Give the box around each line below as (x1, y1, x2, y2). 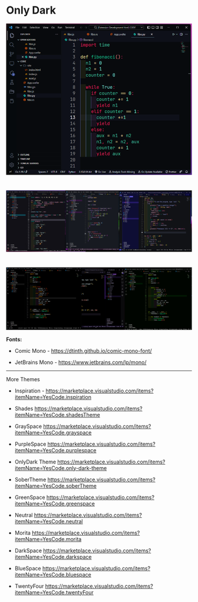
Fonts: (6, 336, 22, 343)
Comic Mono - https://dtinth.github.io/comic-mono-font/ (14, 347, 152, 354)
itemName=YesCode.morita (14, 535, 82, 542)
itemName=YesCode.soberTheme (14, 482, 97, 489)
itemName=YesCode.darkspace (14, 553, 92, 560)
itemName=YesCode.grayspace (14, 429, 92, 436)
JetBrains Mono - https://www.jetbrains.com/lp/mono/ (14, 359, 147, 366)
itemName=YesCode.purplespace (14, 446, 97, 453)
